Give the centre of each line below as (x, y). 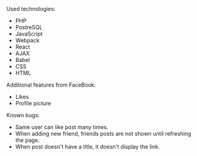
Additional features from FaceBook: (51, 85)
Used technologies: (31, 9)
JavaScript (29, 34)
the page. (27, 140)
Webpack (27, 40)
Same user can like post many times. (62, 127)
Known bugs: (23, 115)
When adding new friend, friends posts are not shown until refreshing (103, 134)
